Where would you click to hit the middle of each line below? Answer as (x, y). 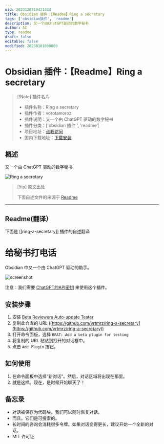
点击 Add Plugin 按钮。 (35, 346)
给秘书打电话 (31, 253)
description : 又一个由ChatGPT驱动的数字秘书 (47, 23)
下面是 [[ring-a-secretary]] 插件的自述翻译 (48, 232)
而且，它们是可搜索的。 (36, 418)
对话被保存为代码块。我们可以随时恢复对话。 (57, 412)
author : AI (16, 28)
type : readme (18, 32)
